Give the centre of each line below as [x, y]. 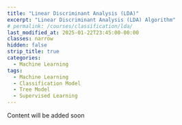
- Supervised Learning [45, 96]
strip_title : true [33, 52]
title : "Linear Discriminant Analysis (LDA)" [73, 13]
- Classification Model [47, 83]
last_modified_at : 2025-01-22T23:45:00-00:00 [73, 32]
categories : [24, 58]
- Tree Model [32, 89]
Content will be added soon [46, 115]
